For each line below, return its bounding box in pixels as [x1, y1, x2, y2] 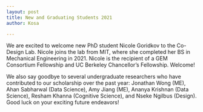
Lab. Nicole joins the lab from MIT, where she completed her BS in [25, 48, 191, 56]
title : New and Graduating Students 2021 [6, 15, 113, 21]
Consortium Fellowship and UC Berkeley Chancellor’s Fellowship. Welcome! [6, 61, 195, 68]
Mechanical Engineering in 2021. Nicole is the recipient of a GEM [6, 55, 168, 62]
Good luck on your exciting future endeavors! [6, 99, 119, 106]
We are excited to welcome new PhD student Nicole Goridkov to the [6, 42, 176, 49]
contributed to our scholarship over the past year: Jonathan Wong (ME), [6, 79, 186, 87]
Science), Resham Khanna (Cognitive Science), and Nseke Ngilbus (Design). [6, 92, 197, 100]
